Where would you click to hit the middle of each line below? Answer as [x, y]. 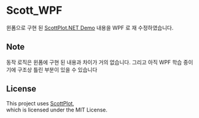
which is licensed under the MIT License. [57, 110]
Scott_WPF [34, 10]
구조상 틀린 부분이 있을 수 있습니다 [57, 69]
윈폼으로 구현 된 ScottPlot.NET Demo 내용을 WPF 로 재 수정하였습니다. [90, 28]
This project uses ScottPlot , [40, 103]
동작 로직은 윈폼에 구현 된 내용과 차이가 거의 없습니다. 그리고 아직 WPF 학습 [94, 62]
